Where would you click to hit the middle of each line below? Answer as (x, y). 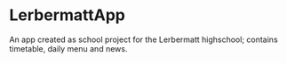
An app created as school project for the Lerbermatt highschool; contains (143, 39)
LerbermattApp (68, 15)
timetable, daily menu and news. (68, 48)
